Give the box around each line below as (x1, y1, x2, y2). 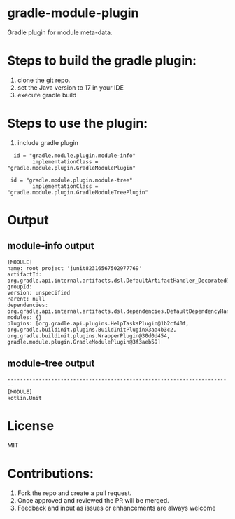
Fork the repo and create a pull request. (17, 489, 132, 497)
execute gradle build (17, 90, 77, 99)
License (7, 417, 55, 433)
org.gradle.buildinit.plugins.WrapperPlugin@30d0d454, (7, 332, 171, 339)
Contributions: (7, 465, 94, 481)
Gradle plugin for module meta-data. (7, 28, 113, 36)
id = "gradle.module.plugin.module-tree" (10, 177, 133, 184)
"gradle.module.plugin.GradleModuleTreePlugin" (7, 189, 149, 196)
